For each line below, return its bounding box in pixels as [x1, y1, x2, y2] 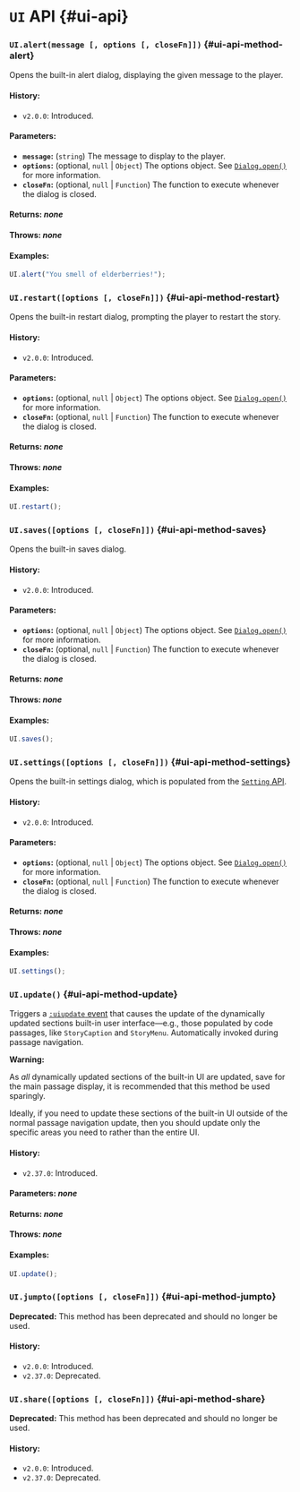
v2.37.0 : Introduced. [21, 1167, 99, 1179]
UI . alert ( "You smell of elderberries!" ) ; [9, 270, 167, 279]
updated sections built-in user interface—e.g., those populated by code [9, 1018, 273, 1029]
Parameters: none [9, 1188, 78, 1199]
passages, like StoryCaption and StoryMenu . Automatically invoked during [9, 1027, 279, 1038]
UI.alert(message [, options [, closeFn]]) [9, 40, 202, 50]
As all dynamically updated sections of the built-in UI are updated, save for [9, 1072, 286, 1083]
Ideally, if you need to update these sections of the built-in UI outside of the [9, 1108, 288, 1119]
